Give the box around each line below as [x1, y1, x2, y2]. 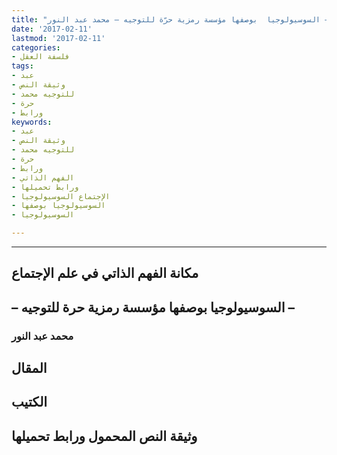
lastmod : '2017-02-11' [11, 33, 106, 43]
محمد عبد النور [11, 329, 74, 343]
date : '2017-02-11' [11, 24, 93, 34]
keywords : [11, 117, 53, 127]
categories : [11, 42, 61, 53]
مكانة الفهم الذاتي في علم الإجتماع [11, 265, 199, 282]
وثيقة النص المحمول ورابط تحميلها [11, 427, 198, 445]
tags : [11, 61, 34, 71]
